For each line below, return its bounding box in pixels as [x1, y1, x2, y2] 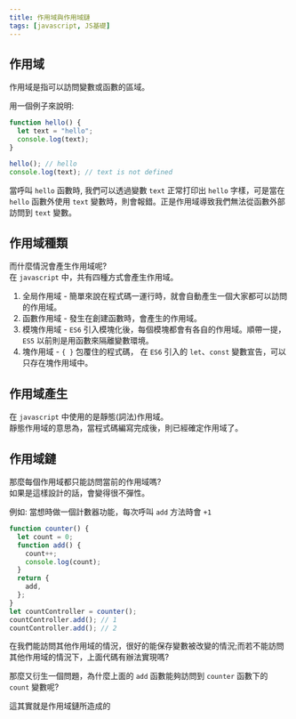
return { [17, 574, 50, 583]
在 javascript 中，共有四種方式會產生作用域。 [9, 272, 179, 283]
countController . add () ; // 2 [9, 624, 117, 633]
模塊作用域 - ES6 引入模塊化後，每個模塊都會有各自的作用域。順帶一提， [21, 324, 286, 335]
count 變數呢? [9, 682, 60, 692]
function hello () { [9, 118, 82, 127]
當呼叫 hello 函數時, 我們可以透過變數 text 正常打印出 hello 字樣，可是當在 [9, 184, 285, 196]
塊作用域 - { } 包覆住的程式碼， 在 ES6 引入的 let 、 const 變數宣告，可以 [21, 346, 286, 357]
